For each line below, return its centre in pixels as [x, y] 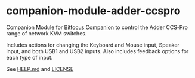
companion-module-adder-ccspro [93, 11]
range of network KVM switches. [47, 33]
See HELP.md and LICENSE [40, 69]
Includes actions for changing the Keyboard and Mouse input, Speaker [93, 45]
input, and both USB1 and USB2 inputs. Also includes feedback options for [97, 51]
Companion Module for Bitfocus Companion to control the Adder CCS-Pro [97, 27]
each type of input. [30, 57]
